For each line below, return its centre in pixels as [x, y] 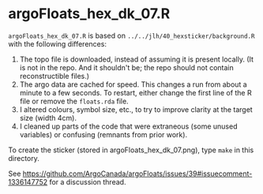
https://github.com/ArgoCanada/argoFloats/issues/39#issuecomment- [137, 173]
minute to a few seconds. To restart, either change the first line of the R [135, 92]
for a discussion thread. [88, 181]
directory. [24, 158]
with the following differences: [57, 43]
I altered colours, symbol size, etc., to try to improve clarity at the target [136, 109]
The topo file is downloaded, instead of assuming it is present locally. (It [137, 59]
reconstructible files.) [54, 76]
